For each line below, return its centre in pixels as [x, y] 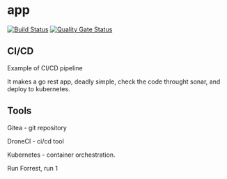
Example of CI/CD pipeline [45, 68]
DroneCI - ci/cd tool [36, 141]
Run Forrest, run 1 [32, 168]
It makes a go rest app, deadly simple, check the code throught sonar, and [114, 81]
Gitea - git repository [37, 127]
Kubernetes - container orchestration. [62, 155]
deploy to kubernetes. [39, 88]
